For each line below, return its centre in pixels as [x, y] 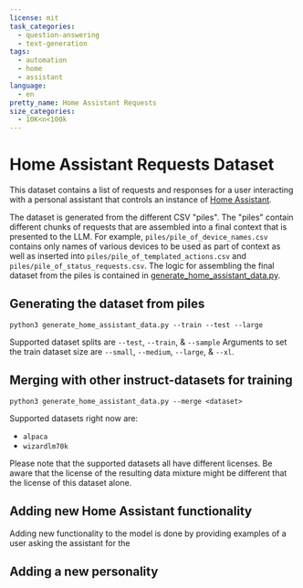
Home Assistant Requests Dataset [142, 165]
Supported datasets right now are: [74, 418]
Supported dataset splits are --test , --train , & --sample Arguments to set [148, 342]
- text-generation [53, 43]
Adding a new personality [84, 571]
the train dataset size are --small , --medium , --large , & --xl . [122, 351]
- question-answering [59, 35]
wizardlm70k [45, 446]
